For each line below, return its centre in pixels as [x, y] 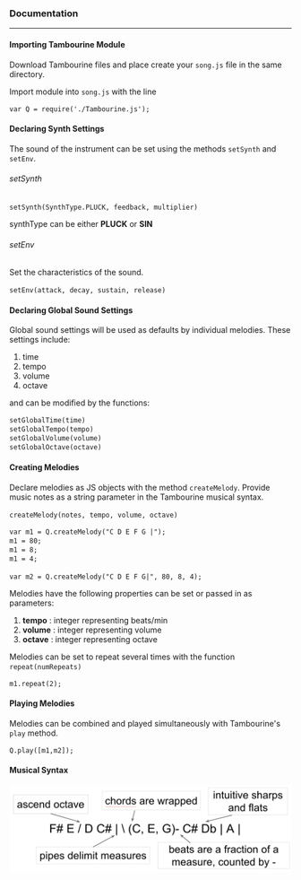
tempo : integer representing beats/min [95, 620]
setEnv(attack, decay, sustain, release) [88, 291]
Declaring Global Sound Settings [71, 310]
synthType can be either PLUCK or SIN [81, 223]
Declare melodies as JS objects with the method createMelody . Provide [140, 487]
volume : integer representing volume [92, 630]
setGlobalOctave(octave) [56, 448]
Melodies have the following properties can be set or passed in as [131, 593]
